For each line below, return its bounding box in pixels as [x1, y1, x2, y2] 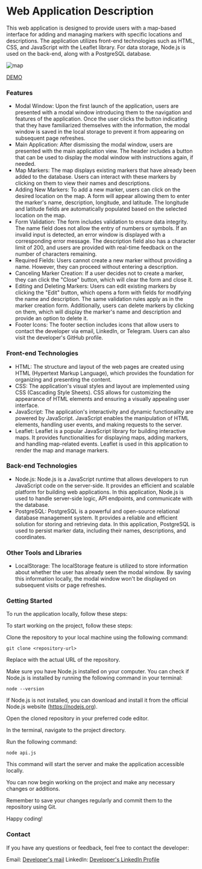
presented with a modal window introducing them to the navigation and [14, 109, 192, 116]
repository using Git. [6, 804, 57, 811]
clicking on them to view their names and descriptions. [14, 180, 151, 187]
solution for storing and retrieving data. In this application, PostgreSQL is [14, 520, 196, 527]
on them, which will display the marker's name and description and [14, 308, 182, 316]
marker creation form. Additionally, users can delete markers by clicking [14, 302, 194, 309]
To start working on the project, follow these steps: [6, 622, 133, 629]
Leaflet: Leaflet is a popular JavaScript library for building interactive [14, 427, 186, 434]
